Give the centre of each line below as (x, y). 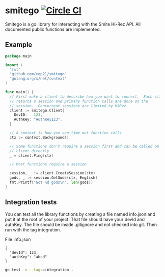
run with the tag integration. (33, 230)
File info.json (18, 239)
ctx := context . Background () (39, 138)
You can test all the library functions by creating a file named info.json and (80, 214)
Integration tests (31, 202)
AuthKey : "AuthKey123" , (38, 120)
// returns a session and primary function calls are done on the (79, 101)
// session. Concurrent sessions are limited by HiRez (68, 106)
